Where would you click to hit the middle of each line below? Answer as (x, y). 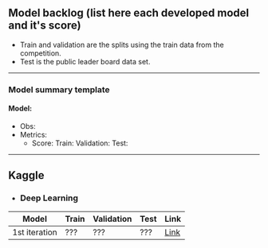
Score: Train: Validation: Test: (80, 143)
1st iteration (35, 232)
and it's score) (45, 26)
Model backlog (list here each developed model (129, 13)
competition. (40, 53)
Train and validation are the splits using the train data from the (122, 45)
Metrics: (33, 134)
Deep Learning (49, 198)
